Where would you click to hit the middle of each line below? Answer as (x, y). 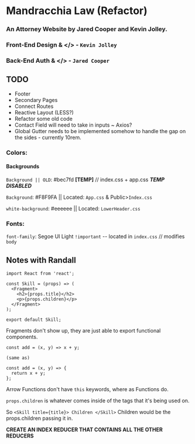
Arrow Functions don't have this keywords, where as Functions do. (87, 389)
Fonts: (15, 223)
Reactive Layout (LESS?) (44, 112)
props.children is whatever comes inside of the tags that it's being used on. (98, 401)
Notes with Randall (41, 260)
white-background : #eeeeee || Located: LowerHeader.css (73, 208)
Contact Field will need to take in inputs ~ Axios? (73, 125)
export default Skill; (34, 320)
